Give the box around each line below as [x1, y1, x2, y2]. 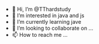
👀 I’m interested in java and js [11, 12, 85, 19]
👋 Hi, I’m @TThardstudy [11, 6, 71, 12]
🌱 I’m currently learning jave [11, 18, 82, 25]
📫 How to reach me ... [11, 32, 68, 38]
